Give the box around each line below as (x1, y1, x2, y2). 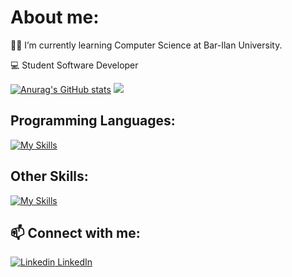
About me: (10, 6, 100, 29)
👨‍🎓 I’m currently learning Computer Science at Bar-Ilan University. (10, 39, 283, 51)
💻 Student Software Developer (10, 59, 139, 71)
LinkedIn (57, 256, 93, 268)
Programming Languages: (10, 112, 176, 130)
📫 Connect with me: (10, 224, 141, 241)
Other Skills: (10, 168, 89, 185)
